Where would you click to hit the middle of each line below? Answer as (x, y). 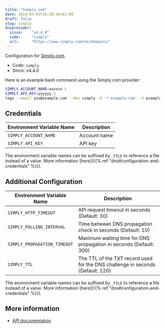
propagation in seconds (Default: (116, 244)
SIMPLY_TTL (20, 264)
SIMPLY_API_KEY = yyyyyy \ (30, 93)
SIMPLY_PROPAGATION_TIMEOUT (40, 244)
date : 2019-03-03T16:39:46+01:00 (39, 14)
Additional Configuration (44, 182)
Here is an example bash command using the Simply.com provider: (73, 80)
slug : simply (18, 23)
